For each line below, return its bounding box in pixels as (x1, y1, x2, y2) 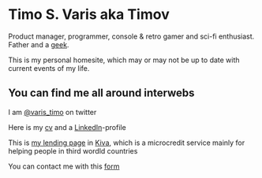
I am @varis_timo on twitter (8, 107, 97, 117)
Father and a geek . (8, 39, 69, 49)
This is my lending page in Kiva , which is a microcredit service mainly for (8, 138, 245, 147)
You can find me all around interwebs (8, 87, 195, 100)
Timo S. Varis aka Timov (8, 6, 170, 24)
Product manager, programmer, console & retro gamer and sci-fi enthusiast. (8, 32, 255, 41)
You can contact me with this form (8, 161, 120, 171)
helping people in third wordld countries (8, 146, 138, 155)
